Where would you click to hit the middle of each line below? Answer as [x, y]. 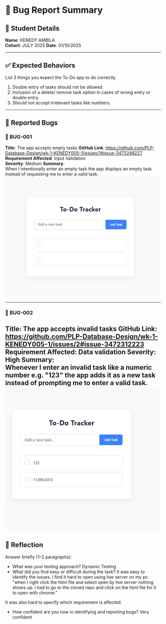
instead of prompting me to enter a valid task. [77, 383]
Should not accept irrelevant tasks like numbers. [62, 103]
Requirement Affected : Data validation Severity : [81, 352]
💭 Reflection [24, 545]
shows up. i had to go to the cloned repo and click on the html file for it [84, 587]
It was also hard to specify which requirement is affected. [63, 602]
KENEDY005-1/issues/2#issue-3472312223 [75, 344]
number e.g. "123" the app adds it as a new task [80, 375]
